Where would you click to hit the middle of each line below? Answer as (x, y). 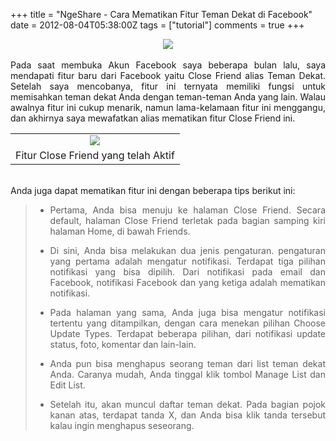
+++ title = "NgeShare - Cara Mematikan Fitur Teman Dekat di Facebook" (161, 14)
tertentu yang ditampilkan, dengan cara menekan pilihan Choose (187, 323)
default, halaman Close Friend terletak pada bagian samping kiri (187, 220)
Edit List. (67, 385)
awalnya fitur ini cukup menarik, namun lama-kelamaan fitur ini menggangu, (168, 107)
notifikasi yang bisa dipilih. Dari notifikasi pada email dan (187, 272)
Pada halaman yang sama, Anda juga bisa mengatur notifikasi (187, 312)
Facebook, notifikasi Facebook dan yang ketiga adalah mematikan (187, 282)
